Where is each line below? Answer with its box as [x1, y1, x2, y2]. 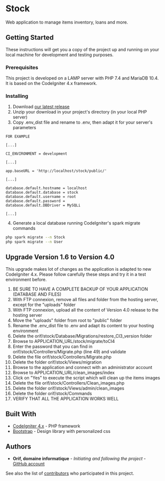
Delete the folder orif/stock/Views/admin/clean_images [12, 385, 125, 391]
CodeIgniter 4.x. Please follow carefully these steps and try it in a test [5, 271, 146, 277]
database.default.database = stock [5, 190, 79, 195]
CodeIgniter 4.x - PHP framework [12, 423, 81, 429]
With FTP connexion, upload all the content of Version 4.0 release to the [12, 307, 159, 312]
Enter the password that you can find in [12, 343, 93, 349]
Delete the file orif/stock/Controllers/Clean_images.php [12, 380, 125, 386]
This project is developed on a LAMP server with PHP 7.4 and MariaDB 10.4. [5, 75, 159, 81]
